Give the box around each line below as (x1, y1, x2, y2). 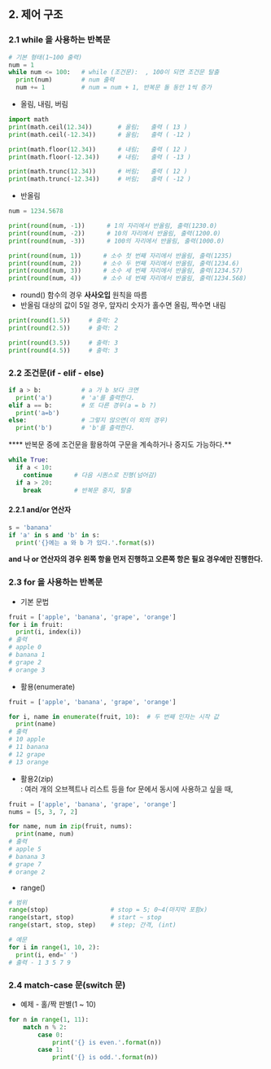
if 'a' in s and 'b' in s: (8, 531, 100, 539)
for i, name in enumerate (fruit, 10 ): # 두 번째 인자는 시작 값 (8, 712, 220, 721)
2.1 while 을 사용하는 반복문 (8, 34, 111, 46)
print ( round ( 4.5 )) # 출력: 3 (8, 346, 119, 354)
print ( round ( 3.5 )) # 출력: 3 (8, 339, 119, 347)
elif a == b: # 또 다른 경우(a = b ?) (8, 401, 157, 410)
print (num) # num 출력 (15, 76, 116, 84)
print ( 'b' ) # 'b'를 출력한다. (15, 424, 136, 432)
